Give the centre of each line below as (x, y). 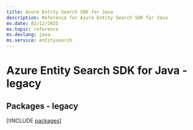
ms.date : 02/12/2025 (33, 23)
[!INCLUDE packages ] (34, 121)
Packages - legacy (42, 106)
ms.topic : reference (33, 29)
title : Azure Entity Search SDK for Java (60, 12)
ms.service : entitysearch (39, 40)
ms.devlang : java (28, 35)
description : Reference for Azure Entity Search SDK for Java (87, 18)
